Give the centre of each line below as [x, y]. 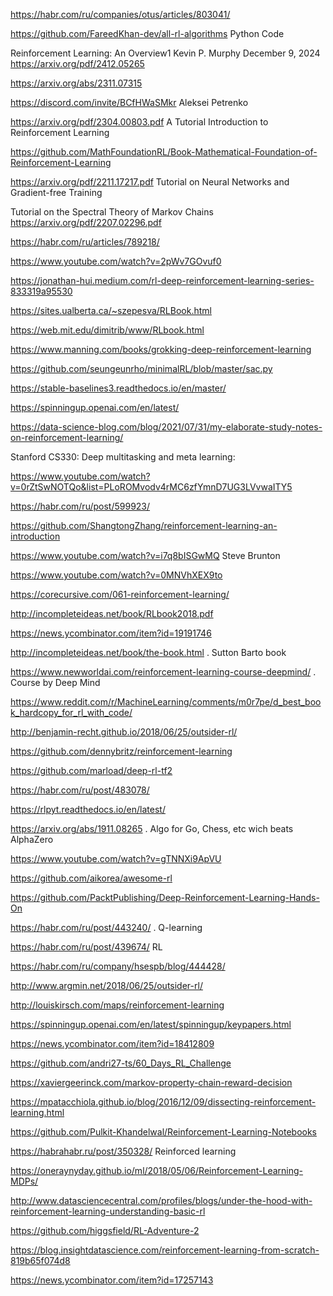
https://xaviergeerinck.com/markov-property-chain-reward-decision [151, 1082]
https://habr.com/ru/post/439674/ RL [86, 947]
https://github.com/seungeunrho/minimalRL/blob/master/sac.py [141, 368]
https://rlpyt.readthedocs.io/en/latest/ [88, 809]
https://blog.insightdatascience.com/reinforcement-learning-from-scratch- [165, 1250]
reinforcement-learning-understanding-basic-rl [108, 1211]
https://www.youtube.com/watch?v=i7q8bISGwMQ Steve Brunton [145, 555]
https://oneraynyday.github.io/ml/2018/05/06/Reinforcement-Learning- [157, 1170]
